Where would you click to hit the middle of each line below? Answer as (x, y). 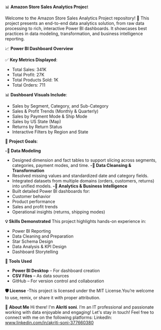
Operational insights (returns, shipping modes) (58, 212)
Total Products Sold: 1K (35, 80)
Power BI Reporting (31, 231)
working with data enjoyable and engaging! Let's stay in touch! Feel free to (80, 312)
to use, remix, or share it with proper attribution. (53, 298)
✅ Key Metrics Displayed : (31, 60)
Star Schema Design (32, 241)
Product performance (33, 202)
